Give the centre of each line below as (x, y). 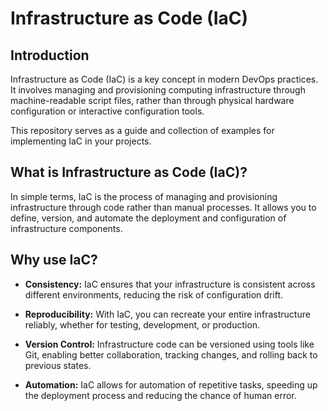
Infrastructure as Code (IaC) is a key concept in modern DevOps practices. (164, 79)
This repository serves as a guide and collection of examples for (142, 130)
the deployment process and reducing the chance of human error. (160, 395)
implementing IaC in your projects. (81, 141)
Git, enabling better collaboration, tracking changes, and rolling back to (171, 354)
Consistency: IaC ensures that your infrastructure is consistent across (170, 284)
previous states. (58, 365)
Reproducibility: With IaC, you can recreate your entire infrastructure (167, 314)
